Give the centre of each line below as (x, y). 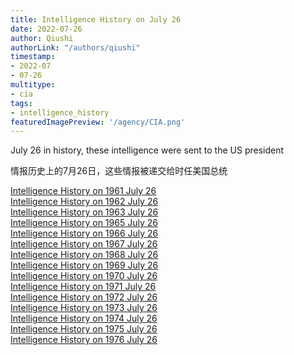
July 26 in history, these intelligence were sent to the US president (147, 150)
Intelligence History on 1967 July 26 (84, 244)
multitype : (33, 85)
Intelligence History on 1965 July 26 (84, 223)
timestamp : (33, 57)
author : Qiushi (42, 38)
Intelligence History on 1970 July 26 (84, 276)
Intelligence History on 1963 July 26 (84, 212)
